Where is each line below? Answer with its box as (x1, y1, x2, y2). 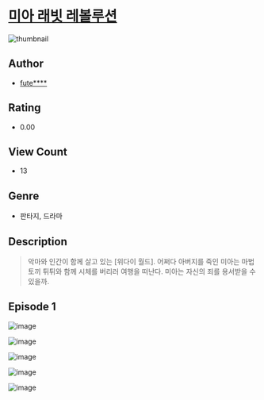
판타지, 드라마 (19, 211, 63, 221)
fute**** (19, 78, 48, 87)
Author (8, 57, 44, 71)
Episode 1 (8, 300, 57, 313)
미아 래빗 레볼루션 (8, 7, 117, 25)
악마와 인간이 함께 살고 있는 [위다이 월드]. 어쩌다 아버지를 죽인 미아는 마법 (27, 257, 255, 266)
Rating (8, 101, 41, 115)
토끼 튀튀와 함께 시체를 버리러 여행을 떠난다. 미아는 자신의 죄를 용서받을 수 (27, 267, 256, 276)
